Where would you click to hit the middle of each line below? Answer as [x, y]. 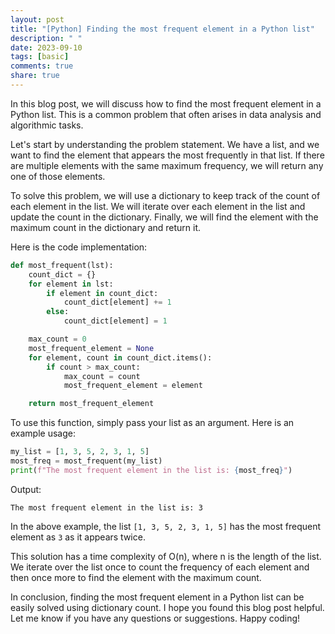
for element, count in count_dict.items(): [120, 357]
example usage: [43, 433]
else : [58, 312]
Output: [26, 489]
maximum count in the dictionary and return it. [106, 227]
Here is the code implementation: [79, 247]
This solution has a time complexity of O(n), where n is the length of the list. [166, 556]
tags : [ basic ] [40, 57]
